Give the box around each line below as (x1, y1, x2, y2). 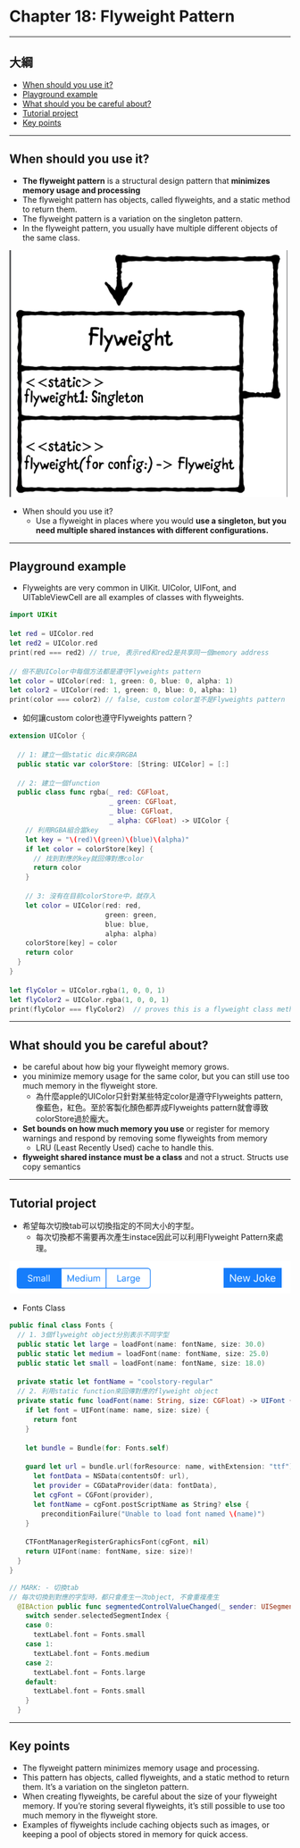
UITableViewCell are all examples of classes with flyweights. (21, 592, 245, 603)
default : (25, 1677, 58, 1686)
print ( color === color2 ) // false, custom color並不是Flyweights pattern (9, 695, 286, 705)
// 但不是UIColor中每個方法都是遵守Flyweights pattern (9, 667, 202, 676)
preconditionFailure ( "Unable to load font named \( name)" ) (41, 1509, 266, 1518)
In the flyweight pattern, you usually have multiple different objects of (21, 222, 279, 233)
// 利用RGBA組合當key (25, 825, 99, 834)
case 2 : (25, 1659, 54, 1668)
